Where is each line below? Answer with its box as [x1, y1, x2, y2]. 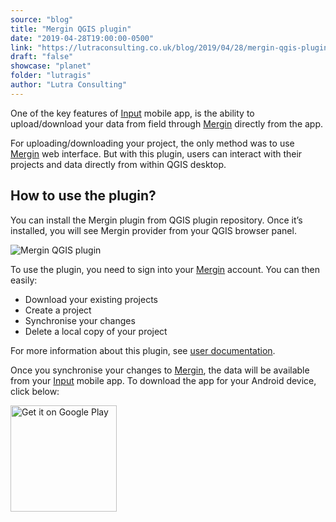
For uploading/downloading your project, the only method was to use [10, 137, 295, 149]
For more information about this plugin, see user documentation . [10, 344, 276, 356]
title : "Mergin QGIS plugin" [10, 24, 132, 34]
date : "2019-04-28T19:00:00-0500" [10, 33, 155, 43]
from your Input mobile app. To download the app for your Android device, [10, 374, 317, 386]
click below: [10, 385, 60, 397]
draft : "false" [10, 52, 74, 62]
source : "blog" [10, 14, 74, 25]
